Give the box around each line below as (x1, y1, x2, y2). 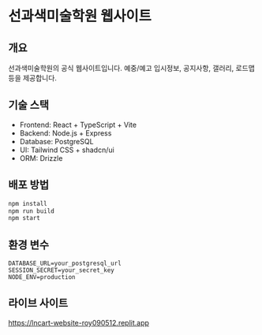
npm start (8, 214, 41, 222)
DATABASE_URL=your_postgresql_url (8, 259, 122, 268)
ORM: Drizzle (19, 153, 63, 162)
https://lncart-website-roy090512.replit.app (8, 318, 150, 327)
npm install (8, 199, 47, 207)
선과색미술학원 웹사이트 (8, 7, 152, 25)
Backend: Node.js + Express (19, 128, 112, 138)
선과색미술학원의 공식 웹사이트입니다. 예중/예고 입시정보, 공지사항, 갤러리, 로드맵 (8, 64, 255, 73)
